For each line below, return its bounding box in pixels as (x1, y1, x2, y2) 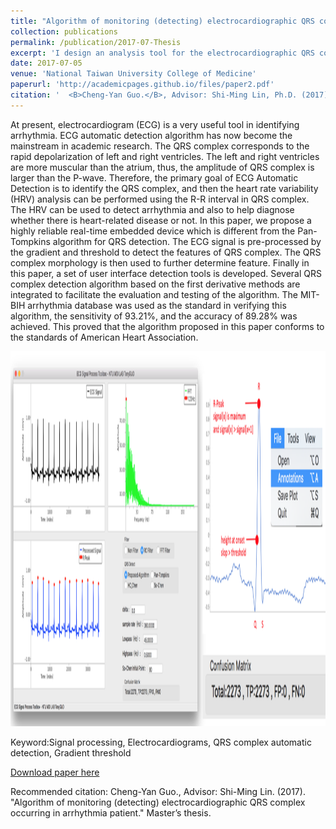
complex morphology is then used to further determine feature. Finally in (10, 256, 310, 269)
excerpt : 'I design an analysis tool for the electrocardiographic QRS (10, 48, 315, 58)
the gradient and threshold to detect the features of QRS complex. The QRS (10, 246, 322, 258)
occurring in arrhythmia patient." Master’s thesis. (10, 806, 212, 819)
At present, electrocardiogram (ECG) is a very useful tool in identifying (10, 118, 300, 130)
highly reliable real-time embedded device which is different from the (10, 225, 296, 237)
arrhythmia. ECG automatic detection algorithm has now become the (10, 129, 293, 141)
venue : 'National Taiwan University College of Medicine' (10, 69, 257, 79)
